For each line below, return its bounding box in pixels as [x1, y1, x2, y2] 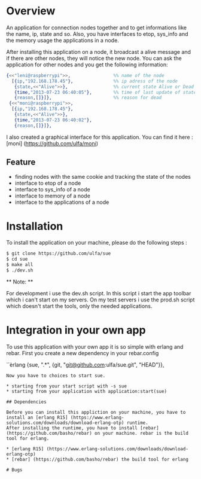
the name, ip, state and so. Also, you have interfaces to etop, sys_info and [6, 30, 188, 37]
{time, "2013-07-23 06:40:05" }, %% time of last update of [14, 89, 181, 95]
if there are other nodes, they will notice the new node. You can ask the [6, 54, 182, 62]
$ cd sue [6, 256, 28, 263]
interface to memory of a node [14, 192, 91, 199]
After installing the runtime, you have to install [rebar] [6, 425, 160, 431]
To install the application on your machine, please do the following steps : [6, 239, 187, 246]
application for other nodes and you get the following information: [6, 61, 168, 68]
